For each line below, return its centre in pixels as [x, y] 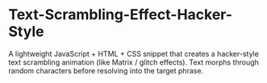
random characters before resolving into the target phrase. [106, 70]
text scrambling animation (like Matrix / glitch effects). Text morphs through [134, 62]
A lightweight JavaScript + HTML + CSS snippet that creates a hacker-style [134, 53]
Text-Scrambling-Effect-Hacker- [120, 15]
